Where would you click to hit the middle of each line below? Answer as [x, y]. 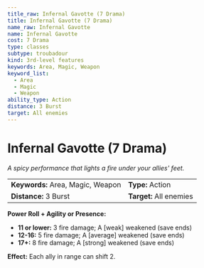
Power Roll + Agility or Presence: [57, 213]
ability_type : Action [39, 100]
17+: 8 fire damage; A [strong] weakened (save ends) [96, 242]
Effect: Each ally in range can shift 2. [61, 256]
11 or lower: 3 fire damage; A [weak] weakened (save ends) [105, 227]
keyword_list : [28, 73]
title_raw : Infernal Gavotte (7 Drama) [66, 14]
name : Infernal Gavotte [43, 34]
